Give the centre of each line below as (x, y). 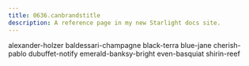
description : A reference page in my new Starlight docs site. (115, 23)
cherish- (227, 45)
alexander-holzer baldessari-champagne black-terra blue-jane (110, 45)
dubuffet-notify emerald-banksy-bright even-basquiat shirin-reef (134, 53)
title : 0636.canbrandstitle (55, 15)
